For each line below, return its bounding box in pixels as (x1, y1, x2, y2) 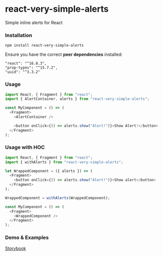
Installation (5, 32, 33, 39)
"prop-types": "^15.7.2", (5, 65, 58, 70)
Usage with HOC (5, 144, 45, 151)
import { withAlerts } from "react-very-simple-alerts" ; (5, 160, 123, 164)
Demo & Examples (5, 234, 49, 241)
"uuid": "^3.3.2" (5, 70, 41, 74)
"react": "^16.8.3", (5, 61, 47, 66)
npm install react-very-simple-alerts (5, 43, 84, 48)
